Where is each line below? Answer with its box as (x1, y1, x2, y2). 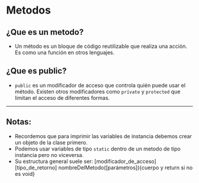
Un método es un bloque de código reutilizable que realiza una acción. (14, 43, 188, 50)
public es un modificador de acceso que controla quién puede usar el (14, 81, 185, 89)
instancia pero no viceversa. (14, 151, 84, 158)
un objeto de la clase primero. (14, 139, 88, 146)
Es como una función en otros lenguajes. (14, 49, 115, 56)
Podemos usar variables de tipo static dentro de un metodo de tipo (14, 145, 181, 152)
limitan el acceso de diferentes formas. (14, 94, 110, 101)
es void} (14, 170, 36, 177)
